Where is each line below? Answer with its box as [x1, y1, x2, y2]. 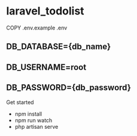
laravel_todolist [6, 4, 85, 18]
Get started [6, 98, 34, 106]
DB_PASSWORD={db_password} [6, 82, 132, 93]
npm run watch [14, 116, 53, 124]
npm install [14, 110, 42, 117]
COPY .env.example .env [6, 24, 68, 31]
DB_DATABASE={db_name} [6, 42, 111, 52]
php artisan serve [14, 123, 59, 130]
